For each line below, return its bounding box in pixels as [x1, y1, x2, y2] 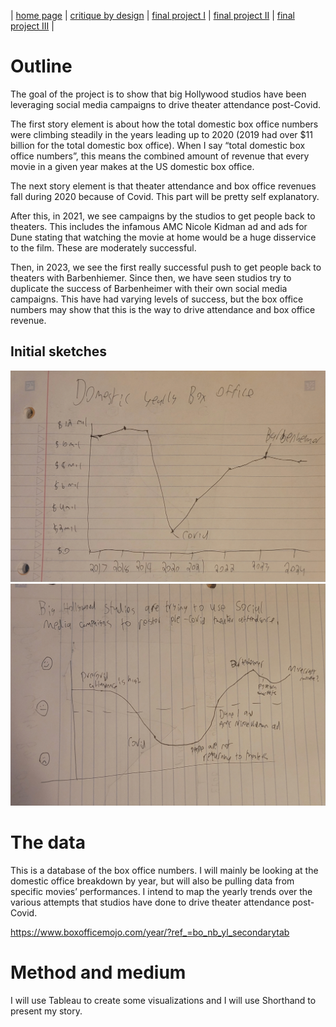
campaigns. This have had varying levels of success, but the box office [10, 293, 304, 305]
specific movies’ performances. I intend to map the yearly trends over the [10, 886, 313, 898]
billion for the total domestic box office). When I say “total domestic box [10, 139, 306, 151]
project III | [10, 20, 55, 32]
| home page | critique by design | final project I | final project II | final [10, 10, 295, 21]
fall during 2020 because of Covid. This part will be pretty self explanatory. [10, 190, 320, 202]
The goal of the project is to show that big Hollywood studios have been [10, 88, 307, 100]
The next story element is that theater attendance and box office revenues [10, 180, 317, 192]
